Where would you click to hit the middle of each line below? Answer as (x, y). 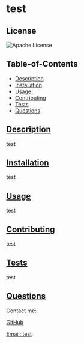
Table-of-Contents (42, 64)
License (21, 31)
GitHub (15, 322)
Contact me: (22, 311)
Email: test (19, 334)
